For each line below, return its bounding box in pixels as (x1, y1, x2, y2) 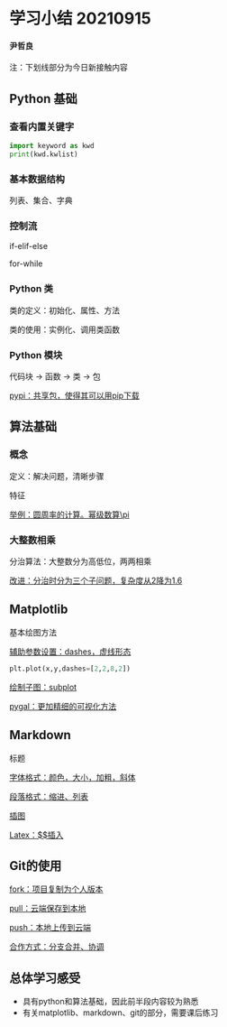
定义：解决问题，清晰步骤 (9, 470, 104, 481)
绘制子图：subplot (9, 681, 77, 692)
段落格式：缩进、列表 (9, 791, 88, 801)
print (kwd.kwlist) (9, 150, 78, 159)
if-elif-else (9, 241, 48, 252)
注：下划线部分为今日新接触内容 (9, 62, 128, 73)
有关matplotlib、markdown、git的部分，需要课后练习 (22, 1007, 219, 1018)
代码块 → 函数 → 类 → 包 (9, 371, 101, 382)
